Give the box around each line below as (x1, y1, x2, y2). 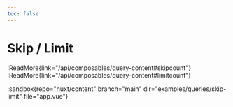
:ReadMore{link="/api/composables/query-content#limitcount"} (7, 71, 191, 79)
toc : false (7, 10, 39, 17)
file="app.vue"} (23, 92, 69, 100)
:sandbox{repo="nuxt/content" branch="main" (7, 85, 142, 93)
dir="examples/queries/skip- (143, 85, 227, 93)
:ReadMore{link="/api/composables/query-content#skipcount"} (7, 64, 191, 72)
